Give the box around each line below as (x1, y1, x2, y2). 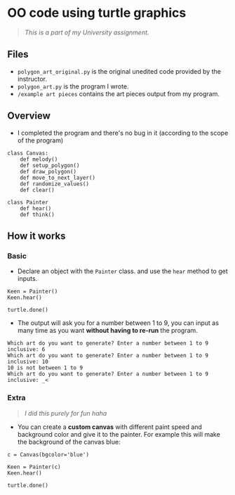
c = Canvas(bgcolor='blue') (7, 451, 90, 458)
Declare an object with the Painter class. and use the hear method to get (17, 267, 228, 275)
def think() (20, 211, 55, 218)
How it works (7, 230, 66, 242)
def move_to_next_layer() (20, 174, 96, 181)
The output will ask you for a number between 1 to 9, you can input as (17, 319, 220, 327)
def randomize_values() (20, 180, 90, 187)
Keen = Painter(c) (7, 463, 61, 470)
